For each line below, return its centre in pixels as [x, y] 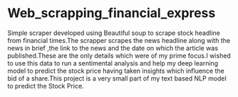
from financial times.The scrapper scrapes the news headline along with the [119, 40]
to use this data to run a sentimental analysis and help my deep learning [113, 63]
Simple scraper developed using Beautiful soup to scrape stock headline [114, 33]
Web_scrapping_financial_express [112, 13]
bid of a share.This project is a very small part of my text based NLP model [117, 78]
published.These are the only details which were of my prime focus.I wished [119, 56]
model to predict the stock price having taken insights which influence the [116, 71]
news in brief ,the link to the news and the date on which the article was [113, 48]
